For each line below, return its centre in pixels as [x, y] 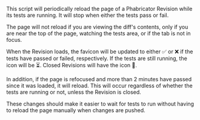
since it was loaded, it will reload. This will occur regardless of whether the [99, 85]
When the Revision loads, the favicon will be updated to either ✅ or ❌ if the [100, 52]
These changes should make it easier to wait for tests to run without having [100, 104]
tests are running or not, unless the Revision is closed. [74, 92]
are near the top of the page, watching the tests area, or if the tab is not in [98, 33]
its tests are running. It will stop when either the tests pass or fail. [88, 15]
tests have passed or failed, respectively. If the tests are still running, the [97, 58]
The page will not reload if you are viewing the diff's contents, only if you [97, 27]
